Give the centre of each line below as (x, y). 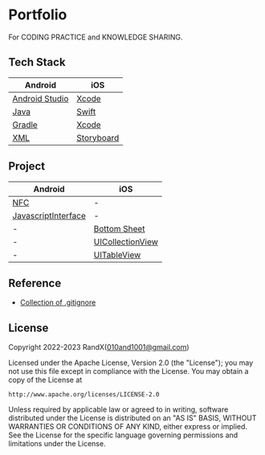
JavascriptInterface (49, 215)
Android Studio (41, 98)
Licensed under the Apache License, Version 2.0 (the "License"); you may (131, 363)
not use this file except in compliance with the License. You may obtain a (128, 371)
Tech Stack (37, 62)
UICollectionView (126, 241)
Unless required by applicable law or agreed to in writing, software (118, 410)
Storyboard (98, 137)
